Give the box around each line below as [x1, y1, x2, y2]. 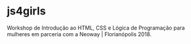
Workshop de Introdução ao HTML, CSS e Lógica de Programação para [7, 24, 185, 31]
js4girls [7, 4, 46, 18]
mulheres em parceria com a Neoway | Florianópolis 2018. [7, 30, 152, 37]
